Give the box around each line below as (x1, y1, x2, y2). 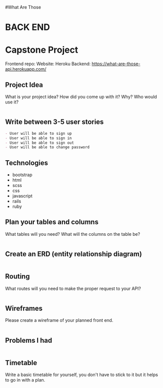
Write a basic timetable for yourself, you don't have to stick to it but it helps (5, 372, 159, 378)
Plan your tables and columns (5, 218, 99, 226)
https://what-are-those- (91, 61, 141, 67)
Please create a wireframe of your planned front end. (5, 317, 113, 323)
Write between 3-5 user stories (5, 118, 104, 126)
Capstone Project (5, 44, 78, 56)
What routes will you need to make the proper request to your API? (5, 286, 141, 291)
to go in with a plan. (5, 377, 46, 383)
